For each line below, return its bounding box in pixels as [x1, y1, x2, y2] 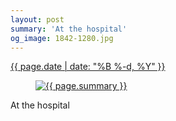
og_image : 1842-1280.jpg [10, 33, 114, 43]
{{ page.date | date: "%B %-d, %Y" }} [10, 61, 166, 73]
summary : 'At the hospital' [10, 24, 128, 34]
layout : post [10, 14, 65, 25]
